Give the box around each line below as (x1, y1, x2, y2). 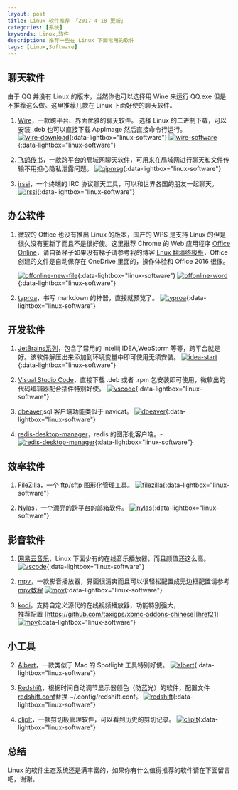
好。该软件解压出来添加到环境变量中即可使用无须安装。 (17, 353, 180, 361)
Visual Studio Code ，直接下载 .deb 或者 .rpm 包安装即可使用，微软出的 (17, 376, 226, 384)
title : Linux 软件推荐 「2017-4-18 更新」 (7, 17, 126, 24)
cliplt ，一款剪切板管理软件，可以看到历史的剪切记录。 (17, 714, 175, 724)
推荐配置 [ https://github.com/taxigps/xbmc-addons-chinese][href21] (17, 610, 219, 619)
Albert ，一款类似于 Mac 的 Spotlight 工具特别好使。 (17, 660, 169, 669)
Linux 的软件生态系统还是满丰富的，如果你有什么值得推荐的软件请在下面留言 (7, 766, 231, 774)
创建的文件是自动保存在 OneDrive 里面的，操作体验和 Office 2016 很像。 (17, 257, 229, 265)
